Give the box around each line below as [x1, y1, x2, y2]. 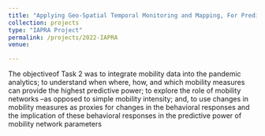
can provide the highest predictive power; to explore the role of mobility [8, 86, 241, 95]
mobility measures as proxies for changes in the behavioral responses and [8, 103, 250, 112]
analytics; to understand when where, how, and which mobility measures [8, 78, 245, 87]
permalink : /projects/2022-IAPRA [8, 33, 118, 42]
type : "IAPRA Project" [8, 26, 83, 34]
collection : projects [8, 19, 80, 27]
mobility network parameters [8, 119, 103, 129]
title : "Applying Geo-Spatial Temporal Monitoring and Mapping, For [8, 11, 238, 20]
